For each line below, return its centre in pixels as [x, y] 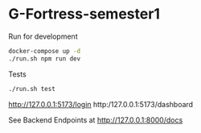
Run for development [43, 36]
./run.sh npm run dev [45, 58]
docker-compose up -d [45, 51]
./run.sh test [32, 89]
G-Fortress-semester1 [84, 14]
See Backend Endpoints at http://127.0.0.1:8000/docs [96, 120]
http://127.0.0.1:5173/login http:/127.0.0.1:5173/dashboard [101, 104]
